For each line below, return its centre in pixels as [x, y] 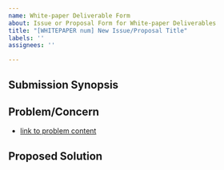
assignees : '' [32, 45]
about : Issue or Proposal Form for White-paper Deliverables [112, 23]
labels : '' [26, 38]
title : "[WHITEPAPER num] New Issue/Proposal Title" [98, 30]
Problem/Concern [54, 111]
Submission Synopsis [63, 85]
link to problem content [58, 131]
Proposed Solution [55, 156]
